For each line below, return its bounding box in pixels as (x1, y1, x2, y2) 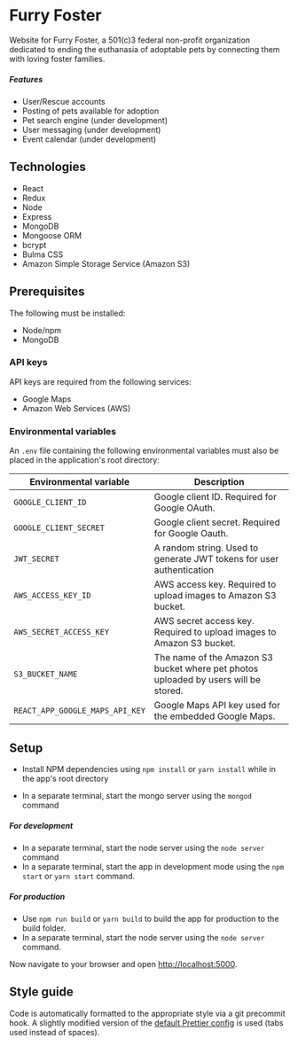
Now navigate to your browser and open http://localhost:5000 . (9, 958, 238, 969)
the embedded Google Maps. (153, 710, 276, 722)
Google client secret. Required (153, 516, 281, 528)
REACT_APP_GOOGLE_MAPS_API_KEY (13, 706, 146, 716)
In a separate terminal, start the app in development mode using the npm (21, 861, 285, 871)
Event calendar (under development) (21, 134, 157, 144)
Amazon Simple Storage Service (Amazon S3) (21, 258, 191, 269)
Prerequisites (9, 285, 85, 300)
